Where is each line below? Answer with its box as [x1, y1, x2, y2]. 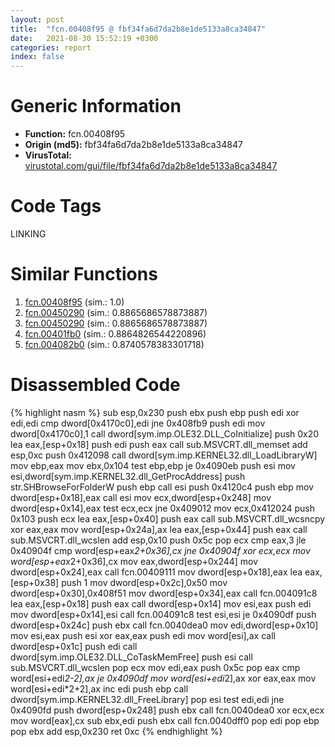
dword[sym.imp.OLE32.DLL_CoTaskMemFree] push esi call [10, 651, 253, 663]
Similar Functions [10, 263, 158, 286]
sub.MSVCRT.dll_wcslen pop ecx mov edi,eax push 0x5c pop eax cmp [10, 661, 301, 673]
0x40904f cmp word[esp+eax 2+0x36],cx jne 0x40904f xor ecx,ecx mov [10, 544, 311, 556]
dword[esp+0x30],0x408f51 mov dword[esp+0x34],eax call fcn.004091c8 [10, 587, 318, 599]
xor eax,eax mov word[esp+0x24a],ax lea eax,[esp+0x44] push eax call [10, 523, 308, 535]
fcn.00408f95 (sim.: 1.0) [24, 296, 125, 308]
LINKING [10, 228, 47, 240]
